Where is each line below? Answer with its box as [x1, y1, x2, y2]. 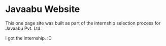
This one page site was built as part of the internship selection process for [5, 20, 161, 26]
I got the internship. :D [5, 35, 52, 41]
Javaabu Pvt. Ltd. [5, 25, 42, 31]
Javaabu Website [5, 3, 80, 15]
